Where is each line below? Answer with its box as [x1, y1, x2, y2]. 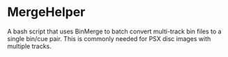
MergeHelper [7, 4, 86, 20]
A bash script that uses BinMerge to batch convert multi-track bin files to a [7, 27, 222, 35]
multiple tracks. [7, 42, 52, 50]
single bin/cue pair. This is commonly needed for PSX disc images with [7, 34, 211, 42]
